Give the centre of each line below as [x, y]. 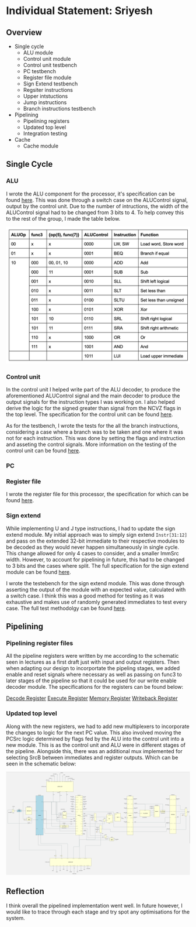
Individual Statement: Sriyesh [79, 11]
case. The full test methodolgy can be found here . [66, 608]
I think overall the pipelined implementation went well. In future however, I [94, 905]
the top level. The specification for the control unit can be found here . [90, 414]
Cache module [41, 146]
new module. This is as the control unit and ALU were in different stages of [96, 745]
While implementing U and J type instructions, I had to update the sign [91, 528]
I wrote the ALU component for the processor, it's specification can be [90, 194]
